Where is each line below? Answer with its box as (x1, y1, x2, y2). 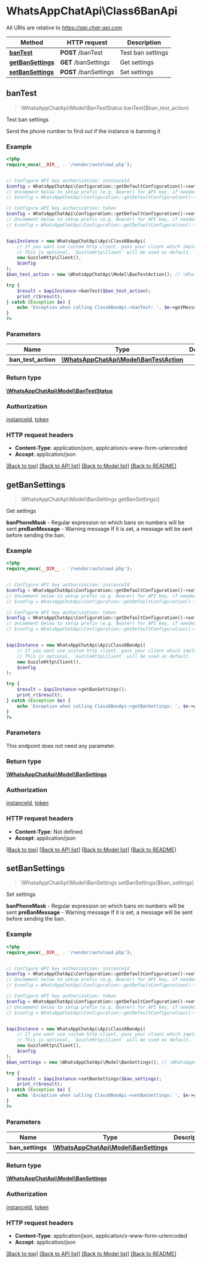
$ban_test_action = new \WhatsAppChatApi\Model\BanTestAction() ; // (6, 272, 181, 278)
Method (20, 38, 44, 46)
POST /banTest (60, 48, 103, 56)
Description (127, 38, 162, 46)
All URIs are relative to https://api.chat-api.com (6, 24, 123, 31)
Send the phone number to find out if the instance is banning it (6, 127, 160, 134)
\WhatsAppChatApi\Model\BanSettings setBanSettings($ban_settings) (20, 879, 194, 886)
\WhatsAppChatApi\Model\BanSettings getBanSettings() (20, 496, 160, 503)
